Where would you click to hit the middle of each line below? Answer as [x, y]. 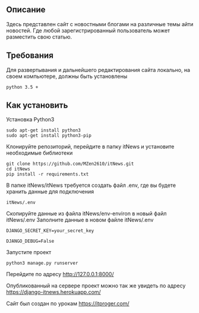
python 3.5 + [22, 87]
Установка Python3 [30, 120]
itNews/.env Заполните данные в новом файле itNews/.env [80, 220]
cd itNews [18, 169]
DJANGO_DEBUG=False [30, 241]
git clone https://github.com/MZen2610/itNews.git [70, 164]
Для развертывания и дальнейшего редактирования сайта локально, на [98, 70]
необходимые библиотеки [40, 153]
